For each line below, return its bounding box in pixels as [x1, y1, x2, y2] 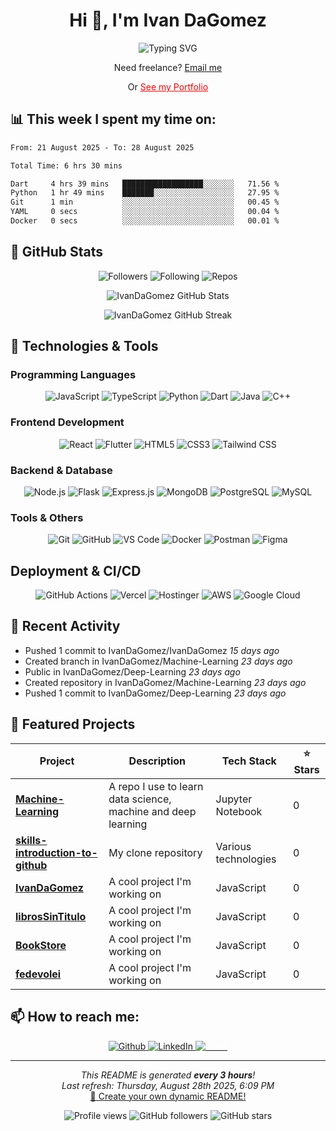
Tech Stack [221, 754, 277, 768]
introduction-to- [15, 845, 98, 859]
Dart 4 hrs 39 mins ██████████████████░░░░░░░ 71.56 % [10, 179, 280, 189]
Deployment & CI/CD [10, 562, 142, 579]
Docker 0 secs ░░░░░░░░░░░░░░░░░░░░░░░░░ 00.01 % [10, 216, 280, 226]
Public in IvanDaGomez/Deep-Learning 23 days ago [24, 665, 241, 678]
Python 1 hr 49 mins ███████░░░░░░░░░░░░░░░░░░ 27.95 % [10, 188, 280, 198]
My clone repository [108, 845, 203, 859]
